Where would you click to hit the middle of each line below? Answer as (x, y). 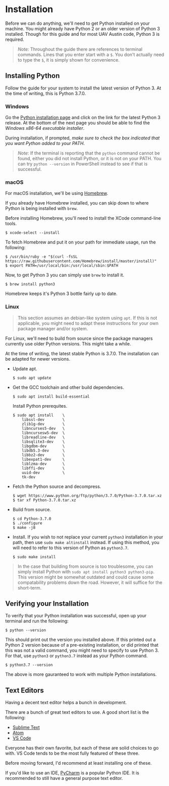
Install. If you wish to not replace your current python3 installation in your (88, 537)
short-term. (30, 587)
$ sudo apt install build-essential (51, 397)
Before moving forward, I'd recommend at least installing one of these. (79, 763)
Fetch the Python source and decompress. (57, 486)
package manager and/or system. (53, 328)
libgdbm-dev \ (43, 446)
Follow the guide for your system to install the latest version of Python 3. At (83, 88)
